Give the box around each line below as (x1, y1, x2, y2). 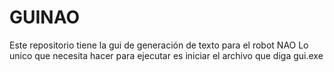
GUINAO (9, 6, 81, 29)
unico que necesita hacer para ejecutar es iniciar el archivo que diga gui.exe (9, 49, 324, 61)
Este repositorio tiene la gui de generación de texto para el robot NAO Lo (9, 39, 309, 51)
